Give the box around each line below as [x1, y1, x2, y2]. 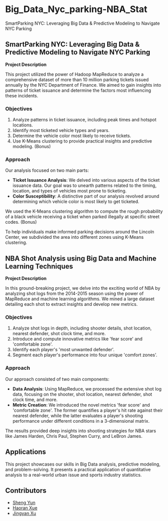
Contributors [5, 486, 47, 495]
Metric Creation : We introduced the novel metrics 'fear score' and [12, 402, 150, 408]
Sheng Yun [12, 500, 36, 506]
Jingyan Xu [12, 510, 36, 516]
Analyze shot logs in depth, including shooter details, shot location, [12, 325, 152, 331]
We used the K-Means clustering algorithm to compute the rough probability [5, 208, 163, 215]
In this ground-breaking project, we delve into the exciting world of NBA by [5, 285, 160, 291]
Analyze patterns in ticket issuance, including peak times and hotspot [12, 117, 157, 123]
